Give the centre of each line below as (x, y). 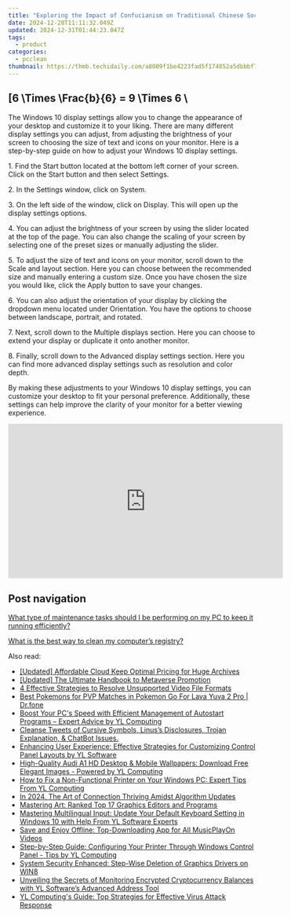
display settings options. (48, 213)
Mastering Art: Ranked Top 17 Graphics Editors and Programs (118, 805)
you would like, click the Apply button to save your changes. (105, 285)
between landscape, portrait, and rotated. (75, 317)
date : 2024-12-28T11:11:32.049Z (61, 23)
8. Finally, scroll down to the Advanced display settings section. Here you (126, 356)
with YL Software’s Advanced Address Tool (89, 889)
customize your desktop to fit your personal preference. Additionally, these (129, 396)
